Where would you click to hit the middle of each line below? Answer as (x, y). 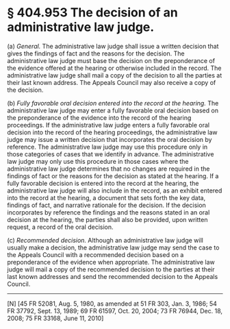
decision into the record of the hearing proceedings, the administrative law (112, 132)
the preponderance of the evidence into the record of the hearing (99, 117)
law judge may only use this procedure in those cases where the (98, 161)
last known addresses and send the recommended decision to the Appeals (113, 276)
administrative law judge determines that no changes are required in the (108, 169)
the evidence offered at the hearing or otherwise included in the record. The (114, 68)
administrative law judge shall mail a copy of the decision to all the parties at (115, 75)
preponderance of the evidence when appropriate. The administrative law (111, 262)
